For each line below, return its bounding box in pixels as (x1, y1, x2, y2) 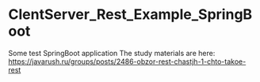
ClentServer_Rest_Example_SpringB (8, 6, 253, 24)
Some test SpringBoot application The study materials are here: (8, 48, 216, 58)
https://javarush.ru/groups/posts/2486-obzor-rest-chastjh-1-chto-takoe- (8, 57, 247, 66)
